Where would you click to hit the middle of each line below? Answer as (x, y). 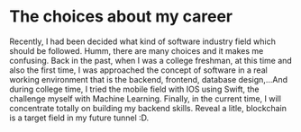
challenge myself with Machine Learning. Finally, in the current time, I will (146, 98)
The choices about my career (121, 17)
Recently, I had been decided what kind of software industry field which (143, 41)
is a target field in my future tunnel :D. (79, 118)
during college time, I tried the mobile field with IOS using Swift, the (134, 89)
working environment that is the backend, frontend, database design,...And (149, 79)
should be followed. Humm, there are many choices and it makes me (137, 50)
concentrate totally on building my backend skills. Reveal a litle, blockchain (148, 108)
